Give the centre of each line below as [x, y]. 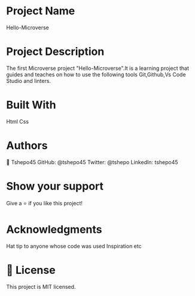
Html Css [17, 121]
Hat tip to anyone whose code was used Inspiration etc [74, 246]
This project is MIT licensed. [41, 286]
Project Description [55, 52]
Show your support [55, 186]
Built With [31, 105]
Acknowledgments [54, 229]
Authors [27, 146]
